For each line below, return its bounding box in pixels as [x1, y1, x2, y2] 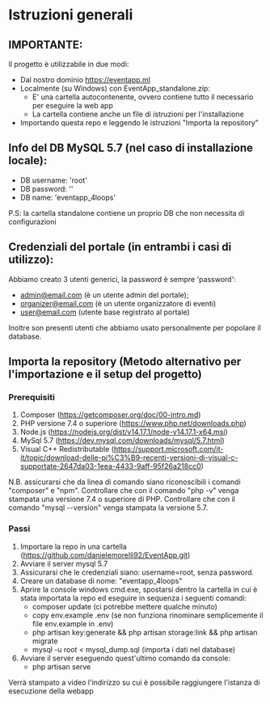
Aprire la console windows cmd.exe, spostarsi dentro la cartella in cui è [19, 584, 258, 594]
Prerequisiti [8, 391, 55, 403]
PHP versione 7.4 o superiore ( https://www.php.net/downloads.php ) [19, 419, 247, 428]
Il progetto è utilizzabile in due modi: [8, 59, 129, 69]
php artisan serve [32, 661, 91, 672]
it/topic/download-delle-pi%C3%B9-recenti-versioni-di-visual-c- [19, 453, 238, 462]
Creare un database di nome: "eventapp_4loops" [19, 575, 183, 585]
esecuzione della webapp [8, 685, 95, 696]
